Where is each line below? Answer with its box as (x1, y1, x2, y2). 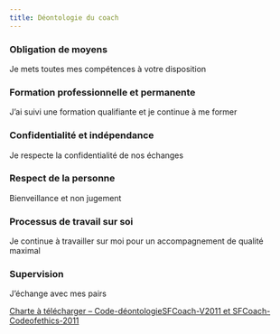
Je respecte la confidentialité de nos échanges (9, 150, 183, 161)
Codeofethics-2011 (9, 315, 79, 326)
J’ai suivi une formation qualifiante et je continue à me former (9, 107, 238, 117)
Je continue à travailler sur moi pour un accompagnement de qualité (9, 236, 264, 246)
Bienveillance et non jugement (9, 192, 122, 203)
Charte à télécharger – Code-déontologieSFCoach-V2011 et (9, 306, 231, 317)
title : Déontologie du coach (9, 13, 119, 23)
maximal (9, 246, 41, 256)
